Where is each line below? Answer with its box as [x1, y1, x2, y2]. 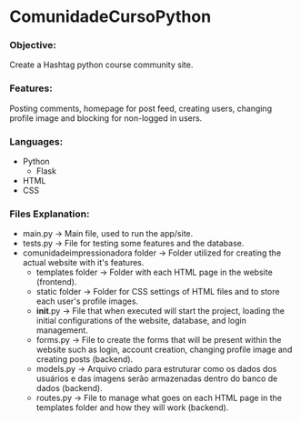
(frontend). [35, 276, 77, 287]
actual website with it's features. [22, 257, 145, 268]
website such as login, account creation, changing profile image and [35, 344, 293, 356]
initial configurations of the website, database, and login [35, 316, 247, 327]
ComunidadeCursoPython [9, 6, 212, 27]
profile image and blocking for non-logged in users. [9, 112, 203, 124]
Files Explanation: [9, 207, 90, 220]
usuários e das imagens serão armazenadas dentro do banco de [35, 373, 278, 384]
